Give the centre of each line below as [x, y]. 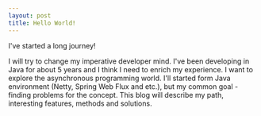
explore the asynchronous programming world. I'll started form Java [120, 78]
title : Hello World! [42, 23]
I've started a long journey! [52, 45]
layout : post [30, 15]
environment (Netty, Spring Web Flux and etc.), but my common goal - [123, 86]
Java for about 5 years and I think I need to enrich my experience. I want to [131, 69]
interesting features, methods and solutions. [80, 103]
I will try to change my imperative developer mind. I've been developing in [129, 61]
